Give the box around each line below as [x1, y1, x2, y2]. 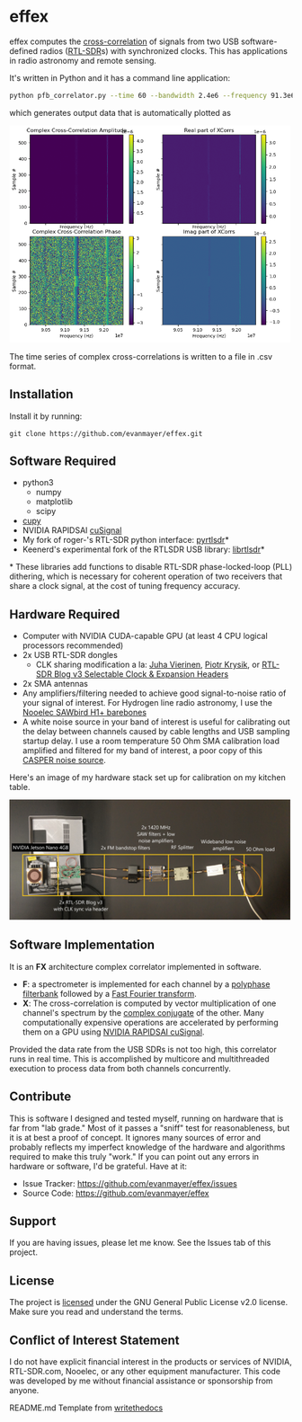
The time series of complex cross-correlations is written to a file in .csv [9, 351, 272, 361]
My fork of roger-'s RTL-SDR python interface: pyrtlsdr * [22, 535, 229, 546]
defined [9, 45, 39, 56]
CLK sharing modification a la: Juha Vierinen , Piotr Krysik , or [35, 659, 261, 671]
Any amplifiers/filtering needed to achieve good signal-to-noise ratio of [22, 688, 287, 698]
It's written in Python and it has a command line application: [9, 72, 231, 83]
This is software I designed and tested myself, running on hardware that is [9, 1113, 284, 1124]
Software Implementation [9, 938, 155, 953]
